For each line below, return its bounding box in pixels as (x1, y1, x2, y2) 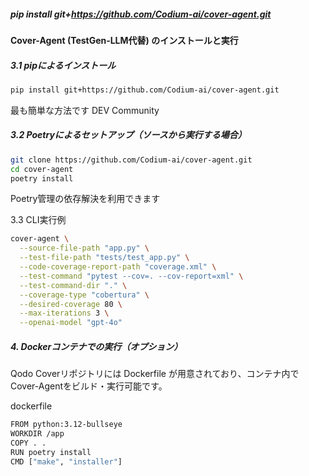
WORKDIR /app (10, 429, 65, 439)
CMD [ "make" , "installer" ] (10, 456, 123, 467)
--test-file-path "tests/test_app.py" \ (19, 253, 190, 263)
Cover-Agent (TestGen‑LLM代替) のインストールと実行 (10, 34, 239, 46)
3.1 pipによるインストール (10, 59, 117, 71)
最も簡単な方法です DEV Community (10, 104, 160, 116)
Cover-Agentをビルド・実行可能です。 (10, 380, 168, 392)
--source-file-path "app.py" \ (19, 243, 150, 254)
